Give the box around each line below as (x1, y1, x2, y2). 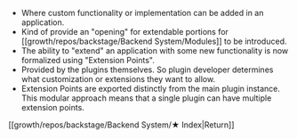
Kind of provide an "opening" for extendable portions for (20, 27, 229, 37)
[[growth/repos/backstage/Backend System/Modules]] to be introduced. (20, 36, 287, 46)
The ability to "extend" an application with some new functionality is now (20, 45, 289, 56)
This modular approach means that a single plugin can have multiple (20, 93, 272, 103)
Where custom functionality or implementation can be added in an (20, 8, 264, 18)
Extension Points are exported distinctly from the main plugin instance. (20, 84, 281, 94)
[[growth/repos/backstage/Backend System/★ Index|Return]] (8, 119, 235, 130)
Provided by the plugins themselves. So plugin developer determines (20, 64, 274, 75)
